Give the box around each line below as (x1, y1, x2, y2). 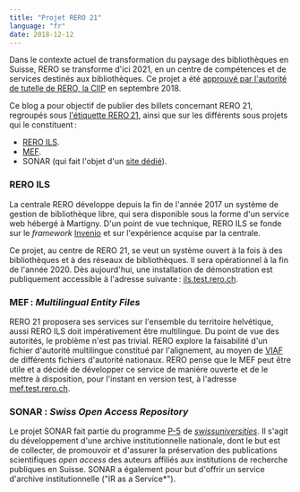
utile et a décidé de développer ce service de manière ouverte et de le (9, 364, 269, 374)
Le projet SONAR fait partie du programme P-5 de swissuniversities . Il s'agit (9, 426, 288, 436)
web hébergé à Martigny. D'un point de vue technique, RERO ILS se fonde (9, 217, 282, 229)
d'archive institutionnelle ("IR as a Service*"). (9, 473, 176, 485)
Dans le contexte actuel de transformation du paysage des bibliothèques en (9, 55, 289, 66)
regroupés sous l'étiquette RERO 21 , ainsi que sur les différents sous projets (9, 110, 288, 121)
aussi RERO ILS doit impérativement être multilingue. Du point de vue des (9, 325, 279, 337)
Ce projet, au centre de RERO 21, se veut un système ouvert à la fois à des (9, 244, 283, 256)
